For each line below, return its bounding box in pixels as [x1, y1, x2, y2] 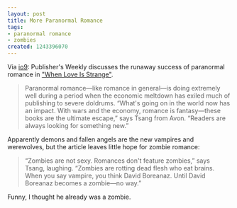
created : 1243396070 [7, 43, 69, 50]
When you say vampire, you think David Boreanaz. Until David [24, 171, 206, 180]
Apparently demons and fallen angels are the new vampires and [7, 135, 194, 144]
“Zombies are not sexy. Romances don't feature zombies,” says [24, 156, 211, 165]
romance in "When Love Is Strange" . [7, 70, 114, 79]
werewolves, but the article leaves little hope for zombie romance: [7, 143, 200, 151]
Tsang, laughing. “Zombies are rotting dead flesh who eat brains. [24, 164, 215, 172]
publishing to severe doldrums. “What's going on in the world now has [24, 99, 231, 107]
